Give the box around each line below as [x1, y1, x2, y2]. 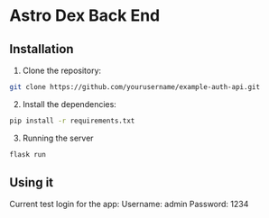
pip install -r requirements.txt [9, 116, 135, 125]
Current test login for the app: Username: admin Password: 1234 [9, 199, 249, 210]
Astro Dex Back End [9, 5, 161, 26]
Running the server [22, 132, 94, 143]
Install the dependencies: [22, 98, 117, 109]
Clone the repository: [22, 65, 102, 76]
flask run [9, 150, 47, 159]
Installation [9, 41, 74, 57]
